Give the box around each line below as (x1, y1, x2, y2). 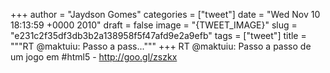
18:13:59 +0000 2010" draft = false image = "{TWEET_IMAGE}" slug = (10, 19, 298, 31)
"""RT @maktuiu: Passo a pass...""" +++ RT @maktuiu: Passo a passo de (10, 40, 312, 52)
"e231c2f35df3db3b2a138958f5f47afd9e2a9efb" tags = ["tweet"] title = (10, 30, 307, 41)
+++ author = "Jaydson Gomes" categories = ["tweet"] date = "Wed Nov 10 (10, 9, 321, 20)
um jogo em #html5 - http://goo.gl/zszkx (10, 51, 178, 63)
